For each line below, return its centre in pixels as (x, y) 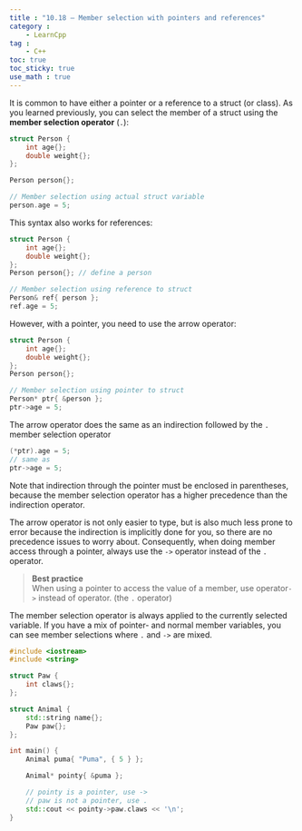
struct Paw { (34, 676)
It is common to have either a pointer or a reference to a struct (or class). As (151, 103)
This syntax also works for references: (81, 223)
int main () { (34, 751)
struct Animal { (40, 709)
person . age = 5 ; (40, 205)
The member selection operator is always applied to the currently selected (148, 615)
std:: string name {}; (64, 717)
